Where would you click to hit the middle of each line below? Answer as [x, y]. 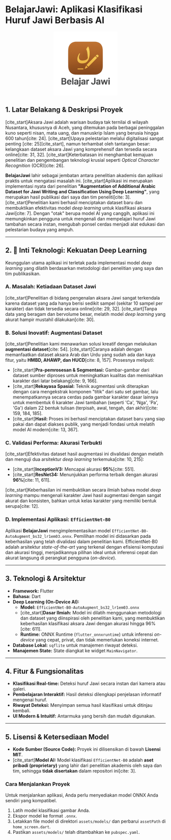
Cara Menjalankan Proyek [38, 784]
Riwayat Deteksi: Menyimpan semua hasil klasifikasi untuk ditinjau [82, 705]
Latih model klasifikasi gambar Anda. [51, 810]
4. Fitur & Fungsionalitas [45, 671]
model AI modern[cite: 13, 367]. [46, 430]
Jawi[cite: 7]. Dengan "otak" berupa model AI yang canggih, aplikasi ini [80, 213]
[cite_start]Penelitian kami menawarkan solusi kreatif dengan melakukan [81, 344]
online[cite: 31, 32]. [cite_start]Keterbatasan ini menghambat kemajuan [79, 155]
